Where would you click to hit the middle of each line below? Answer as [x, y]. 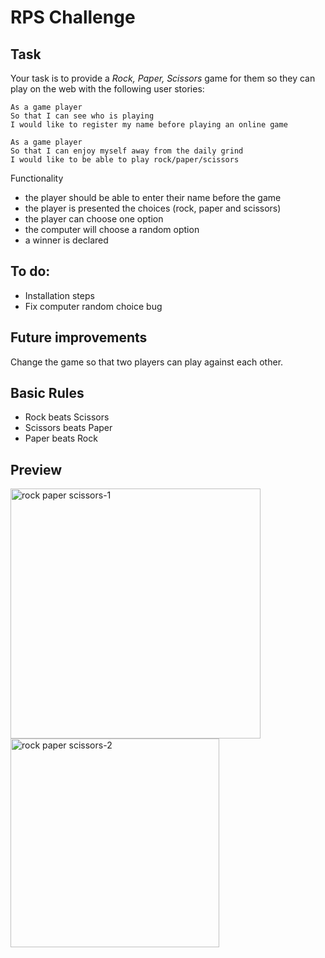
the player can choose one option [94, 219]
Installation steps [59, 295]
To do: [30, 271]
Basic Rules [47, 393]
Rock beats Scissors [67, 417]
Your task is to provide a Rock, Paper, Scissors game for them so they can [163, 78]
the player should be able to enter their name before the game [153, 197]
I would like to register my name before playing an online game [149, 125]
